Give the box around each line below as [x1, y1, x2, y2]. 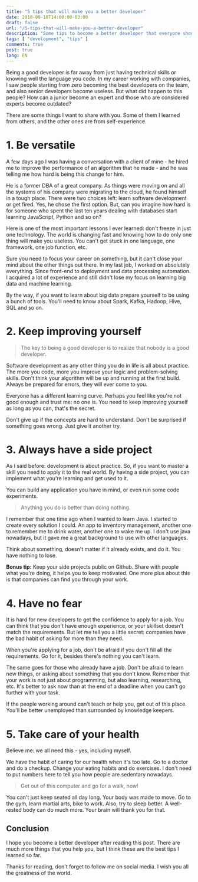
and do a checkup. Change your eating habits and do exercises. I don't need [6, 765, 192, 772]
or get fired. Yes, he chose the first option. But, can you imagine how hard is [6, 201, 191, 208]
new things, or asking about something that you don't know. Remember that [6, 670, 190, 677]
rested [6, 806, 22, 814]
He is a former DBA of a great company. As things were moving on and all [6, 182, 185, 189]
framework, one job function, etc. [6, 243, 87, 251]
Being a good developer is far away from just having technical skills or [6, 68, 177, 76]
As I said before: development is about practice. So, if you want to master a [6, 463, 189, 470]
